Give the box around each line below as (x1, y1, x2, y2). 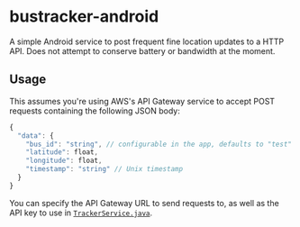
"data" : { (17, 131, 54, 141)
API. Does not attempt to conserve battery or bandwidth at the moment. (9, 45, 276, 56)
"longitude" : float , (25, 156, 103, 166)
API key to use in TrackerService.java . (9, 207, 153, 218)
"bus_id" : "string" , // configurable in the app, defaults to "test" (25, 140, 293, 149)
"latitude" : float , (25, 148, 99, 157)
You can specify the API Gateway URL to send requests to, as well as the (9, 197, 279, 208)
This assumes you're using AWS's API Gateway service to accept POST (9, 95, 276, 106)
